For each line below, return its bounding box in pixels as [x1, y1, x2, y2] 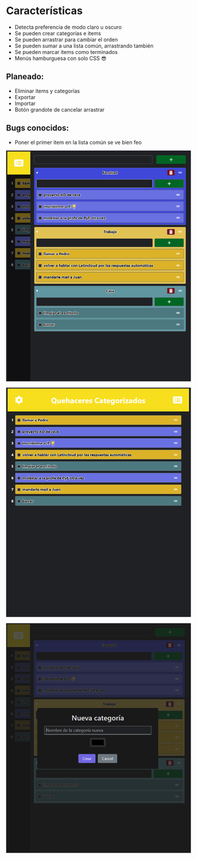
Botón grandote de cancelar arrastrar [14, 106, 105, 113]
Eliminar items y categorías [14, 87, 80, 95]
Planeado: [6, 72, 44, 82]
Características [6, 4, 83, 18]
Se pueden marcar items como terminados [14, 48, 118, 55]
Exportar [14, 93, 36, 100]
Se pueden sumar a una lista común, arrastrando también [14, 42, 154, 49]
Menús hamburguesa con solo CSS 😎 [14, 55, 107, 62]
